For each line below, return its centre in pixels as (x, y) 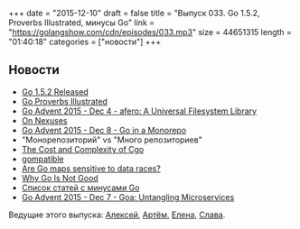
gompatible (42, 159)
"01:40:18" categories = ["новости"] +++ (85, 41)
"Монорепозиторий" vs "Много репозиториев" (112, 140)
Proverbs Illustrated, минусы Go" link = (82, 23)
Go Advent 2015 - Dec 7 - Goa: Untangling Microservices (128, 197)
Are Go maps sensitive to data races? (91, 168)
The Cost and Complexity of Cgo (83, 149)
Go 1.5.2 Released (55, 92)
